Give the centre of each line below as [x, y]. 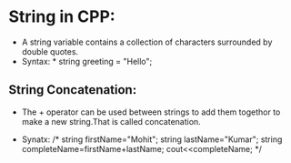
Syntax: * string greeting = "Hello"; [87, 61]
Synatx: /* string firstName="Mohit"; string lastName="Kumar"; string [152, 139]
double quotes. [50, 51]
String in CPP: [62, 17]
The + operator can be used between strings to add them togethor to [151, 112]
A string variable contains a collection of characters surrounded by [147, 42]
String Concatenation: [73, 90]
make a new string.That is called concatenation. [111, 121]
